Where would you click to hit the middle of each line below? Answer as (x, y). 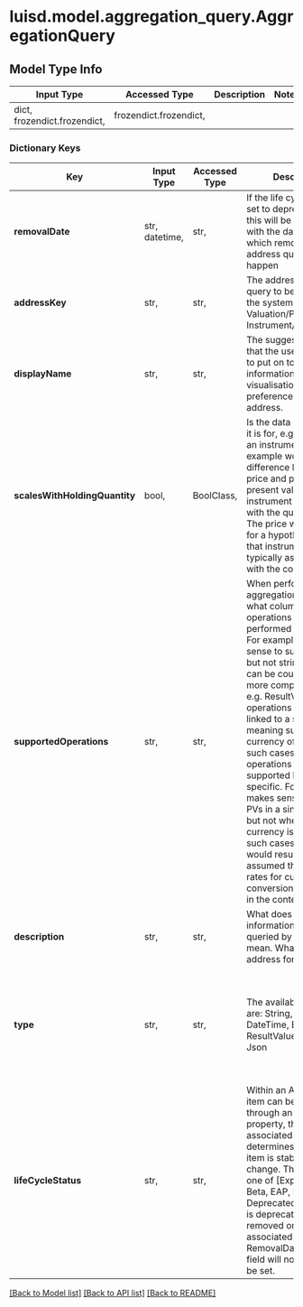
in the (258, 900)
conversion (270, 888)
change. (264, 1169)
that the (263, 351)
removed (265, 1226)
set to (258, 209)
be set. (261, 1271)
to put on (266, 363)
